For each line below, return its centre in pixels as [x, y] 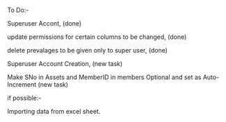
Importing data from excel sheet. [54, 111]
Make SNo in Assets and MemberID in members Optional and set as [104, 77]
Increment [22, 85]
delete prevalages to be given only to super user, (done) [88, 50]
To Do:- [18, 10]
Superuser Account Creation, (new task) [65, 64]
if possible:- [24, 98]
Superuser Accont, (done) [45, 23]
